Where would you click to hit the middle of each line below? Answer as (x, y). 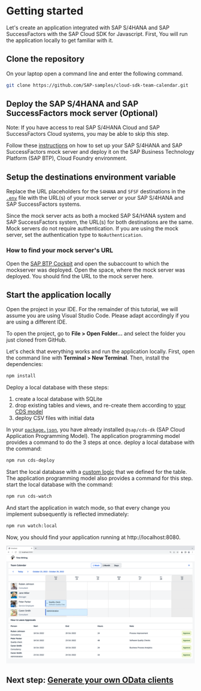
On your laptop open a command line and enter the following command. (95, 74)
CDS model (29, 412)
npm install (21, 376)
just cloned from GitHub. (36, 340)
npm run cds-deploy (31, 461)
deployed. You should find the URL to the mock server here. (80, 276)
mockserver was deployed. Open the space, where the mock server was (96, 270)
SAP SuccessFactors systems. (44, 204)
